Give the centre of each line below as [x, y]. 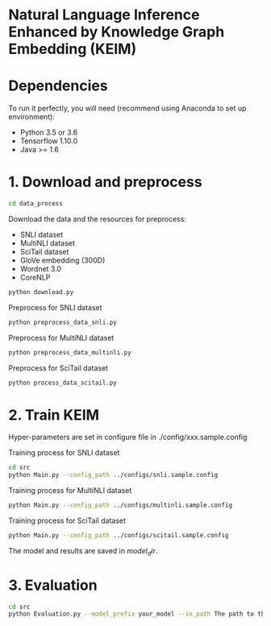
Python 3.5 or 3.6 [49, 133]
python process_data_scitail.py [63, 383]
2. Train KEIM [54, 415]
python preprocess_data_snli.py [63, 322]
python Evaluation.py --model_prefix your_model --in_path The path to [131, 614]
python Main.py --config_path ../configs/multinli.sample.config [120, 505]
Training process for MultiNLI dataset [70, 491]
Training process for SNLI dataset [64, 453]
